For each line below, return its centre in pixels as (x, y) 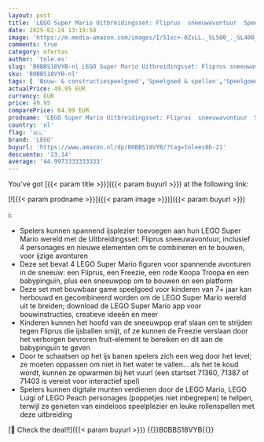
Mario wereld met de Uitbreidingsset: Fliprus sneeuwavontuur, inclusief (135, 239)
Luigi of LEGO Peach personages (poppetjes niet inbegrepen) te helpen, (136, 398)
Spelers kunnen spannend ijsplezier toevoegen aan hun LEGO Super (130, 231)
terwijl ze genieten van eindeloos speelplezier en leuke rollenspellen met (137, 407)
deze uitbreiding (46, 414)
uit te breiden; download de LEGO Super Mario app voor (110, 306)
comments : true (33, 45)
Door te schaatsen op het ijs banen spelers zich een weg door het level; (136, 356)
